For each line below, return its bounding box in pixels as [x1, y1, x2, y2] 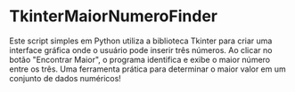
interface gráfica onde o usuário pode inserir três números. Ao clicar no [9, 44, 273, 55]
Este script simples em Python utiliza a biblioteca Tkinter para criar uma [9, 35, 273, 46]
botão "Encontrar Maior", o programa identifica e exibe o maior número [9, 54, 271, 65]
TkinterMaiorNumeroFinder [9, 6, 218, 27]
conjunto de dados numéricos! [9, 73, 122, 83]
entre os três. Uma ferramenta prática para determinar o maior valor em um [9, 64, 287, 74]
